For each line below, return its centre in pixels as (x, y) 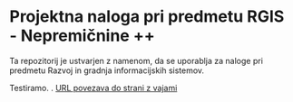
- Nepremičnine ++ (83, 36)
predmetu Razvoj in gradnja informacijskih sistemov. (107, 70)
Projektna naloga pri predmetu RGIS (147, 17)
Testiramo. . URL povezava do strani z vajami (93, 88)
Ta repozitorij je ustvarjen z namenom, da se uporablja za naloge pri (136, 60)
